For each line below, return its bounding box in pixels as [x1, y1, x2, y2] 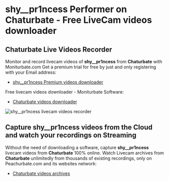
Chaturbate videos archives [12, 170, 71, 176]
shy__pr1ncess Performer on [5, 4, 127, 15]
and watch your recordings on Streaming [5, 131, 137, 140]
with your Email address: [5, 69, 57, 75]
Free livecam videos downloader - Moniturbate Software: [5, 89, 124, 95]
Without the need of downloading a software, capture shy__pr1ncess [5, 144, 149, 150]
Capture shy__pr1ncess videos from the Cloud [5, 123, 153, 132]
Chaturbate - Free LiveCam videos [5, 14, 152, 26]
